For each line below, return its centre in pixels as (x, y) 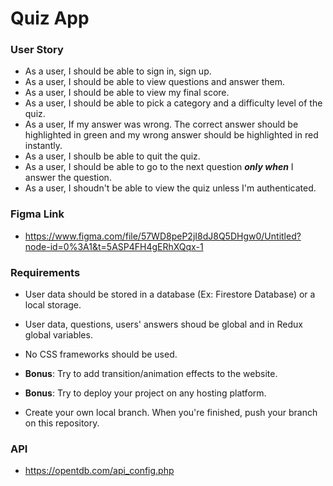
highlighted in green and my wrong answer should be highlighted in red (171, 135)
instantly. (43, 146)
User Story (37, 50)
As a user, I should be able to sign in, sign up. (118, 71)
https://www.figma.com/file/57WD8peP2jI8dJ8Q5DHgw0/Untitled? (163, 236)
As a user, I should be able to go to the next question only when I (159, 167)
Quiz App (50, 18)
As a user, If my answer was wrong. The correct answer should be (161, 124)
